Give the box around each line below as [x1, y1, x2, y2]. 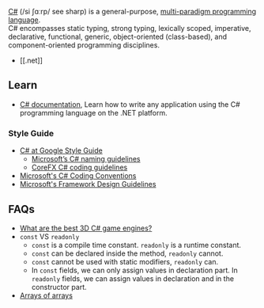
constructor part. [31, 282, 87, 291]
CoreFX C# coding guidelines [31, 162, 128, 173]
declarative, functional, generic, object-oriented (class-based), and [8, 32, 228, 41]
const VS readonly [19, 231, 80, 241]
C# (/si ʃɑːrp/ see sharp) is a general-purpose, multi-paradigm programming [8, 7, 257, 16]
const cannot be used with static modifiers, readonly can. [31, 257, 219, 266]
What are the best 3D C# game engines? [19, 223, 153, 233]
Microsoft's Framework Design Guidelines [19, 180, 157, 189]
